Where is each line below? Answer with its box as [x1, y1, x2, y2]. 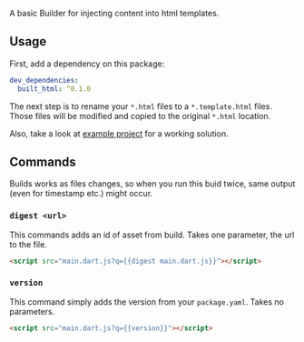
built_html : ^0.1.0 [17, 84, 92, 94]
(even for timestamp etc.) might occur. [9, 188, 153, 199]
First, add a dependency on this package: [9, 58, 165, 69]
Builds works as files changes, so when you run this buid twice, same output [9, 178, 296, 189]
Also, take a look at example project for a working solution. [9, 127, 229, 139]
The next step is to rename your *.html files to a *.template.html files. [9, 100, 272, 112]
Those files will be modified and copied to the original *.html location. [9, 110, 271, 121]
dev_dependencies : [9, 75, 79, 85]
